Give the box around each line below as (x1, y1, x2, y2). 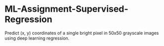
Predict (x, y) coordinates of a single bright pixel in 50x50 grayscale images (4, 30, 159, 36)
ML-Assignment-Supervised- (4, 3, 128, 15)
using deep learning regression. (4, 35, 70, 41)
